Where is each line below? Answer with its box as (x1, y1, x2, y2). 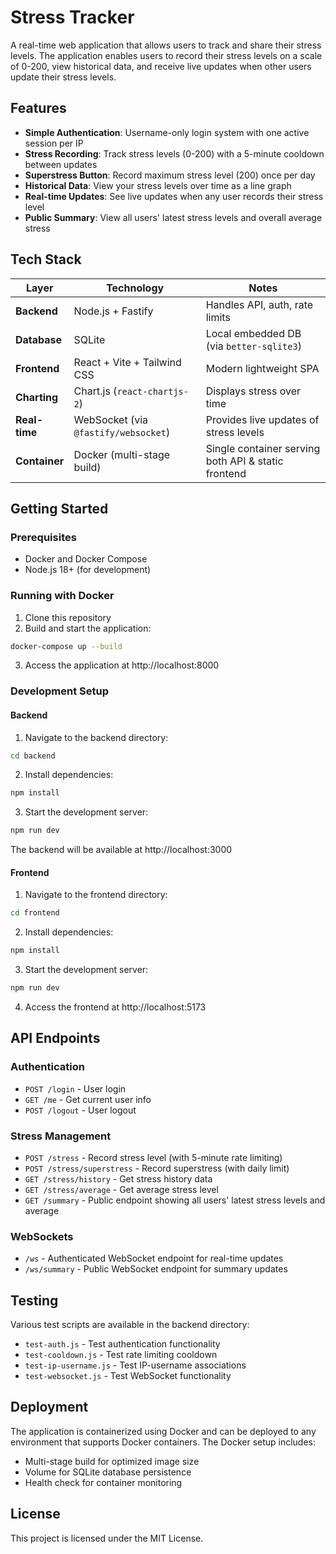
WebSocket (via (73, 412, 149, 426)
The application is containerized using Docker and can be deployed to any (10, 1425, 317, 1437)
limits (205, 310, 231, 324)
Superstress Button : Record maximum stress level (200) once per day (24, 169, 316, 181)
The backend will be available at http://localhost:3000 (10, 844, 233, 856)
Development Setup (10, 684, 109, 698)
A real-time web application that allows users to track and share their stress (10, 39, 322, 51)
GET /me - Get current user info (24, 1093, 152, 1105)
